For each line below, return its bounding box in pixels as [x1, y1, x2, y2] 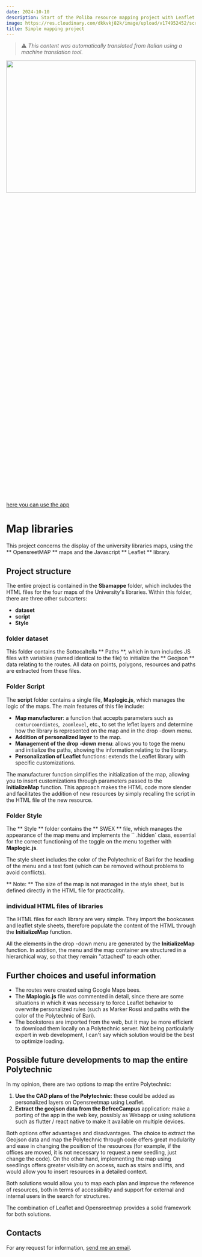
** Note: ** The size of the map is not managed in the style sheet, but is [6, 880, 185, 887]
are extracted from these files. [6, 667, 81, 675]
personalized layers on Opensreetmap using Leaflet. [14, 1098, 145, 1106]
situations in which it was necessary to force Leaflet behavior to [14, 999, 174, 1006]
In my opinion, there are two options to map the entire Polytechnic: [6, 1080, 171, 1088]
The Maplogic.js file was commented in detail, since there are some [14, 993, 185, 1000]
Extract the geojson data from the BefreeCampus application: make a [14, 1104, 191, 1112]
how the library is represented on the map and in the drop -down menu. [14, 727, 192, 734]
